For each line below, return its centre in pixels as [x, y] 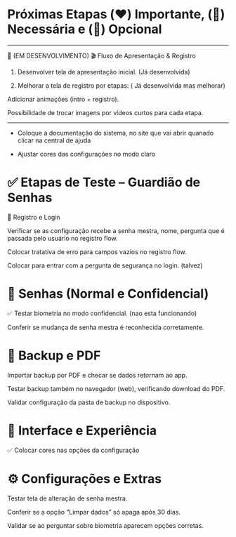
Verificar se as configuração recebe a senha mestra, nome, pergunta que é [116, 230]
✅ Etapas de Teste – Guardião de [104, 183]
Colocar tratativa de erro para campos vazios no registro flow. [97, 251]
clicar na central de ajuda [54, 140]
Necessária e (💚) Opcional [85, 29]
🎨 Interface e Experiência [82, 430]
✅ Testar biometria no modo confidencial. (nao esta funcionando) [102, 313]
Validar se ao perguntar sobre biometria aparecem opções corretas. [105, 525]
